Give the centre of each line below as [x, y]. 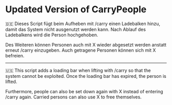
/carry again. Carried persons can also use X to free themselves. [73, 97]
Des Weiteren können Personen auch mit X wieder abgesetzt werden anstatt [86, 45]
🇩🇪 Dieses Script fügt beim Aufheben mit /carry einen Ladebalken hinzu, [83, 24]
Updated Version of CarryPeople [76, 9]
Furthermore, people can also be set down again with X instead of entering [84, 91]
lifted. [11, 81]
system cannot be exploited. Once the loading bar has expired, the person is [86, 76]
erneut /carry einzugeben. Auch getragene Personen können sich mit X [81, 50]
